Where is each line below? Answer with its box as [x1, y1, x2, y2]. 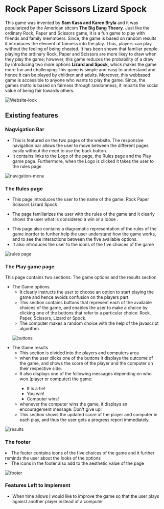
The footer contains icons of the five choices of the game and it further [11, 450, 155, 455]
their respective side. [19, 366, 62, 371]
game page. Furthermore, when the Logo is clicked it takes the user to [12, 158, 154, 164]
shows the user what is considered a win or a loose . [12, 216, 118, 222]
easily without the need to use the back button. [12, 147, 108, 153]
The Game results [12, 345, 48, 351]
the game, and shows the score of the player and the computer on [19, 360, 153, 367]
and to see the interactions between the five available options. [12, 236, 138, 242]
